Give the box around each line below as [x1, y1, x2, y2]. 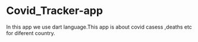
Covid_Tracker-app [6, 4, 103, 17]
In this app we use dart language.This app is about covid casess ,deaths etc [6, 23, 192, 30]
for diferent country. [6, 29, 55, 36]
